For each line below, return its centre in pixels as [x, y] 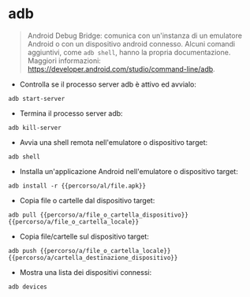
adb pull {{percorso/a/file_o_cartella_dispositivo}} [99, 215]
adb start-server [37, 98]
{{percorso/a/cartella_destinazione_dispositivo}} [93, 258]
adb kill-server [35, 128]
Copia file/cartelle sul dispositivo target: [84, 236]
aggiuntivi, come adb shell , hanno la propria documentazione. [129, 52]
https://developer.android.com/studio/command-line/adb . [121, 69]
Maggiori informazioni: [64, 61]
